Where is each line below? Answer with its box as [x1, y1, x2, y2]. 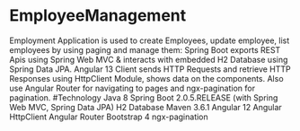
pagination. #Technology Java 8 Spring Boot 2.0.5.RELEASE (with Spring [9, 92, 278, 103]
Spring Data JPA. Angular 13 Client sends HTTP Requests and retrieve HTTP [9, 64, 292, 74]
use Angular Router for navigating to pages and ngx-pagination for [9, 83, 256, 93]
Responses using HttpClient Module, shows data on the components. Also [9, 73, 285, 83]
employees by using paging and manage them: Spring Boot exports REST [9, 44, 281, 55]
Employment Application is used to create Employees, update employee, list [9, 35, 290, 46]
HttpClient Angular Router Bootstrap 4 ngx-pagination [9, 111, 208, 122]
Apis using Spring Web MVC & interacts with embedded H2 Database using [9, 54, 288, 65]
